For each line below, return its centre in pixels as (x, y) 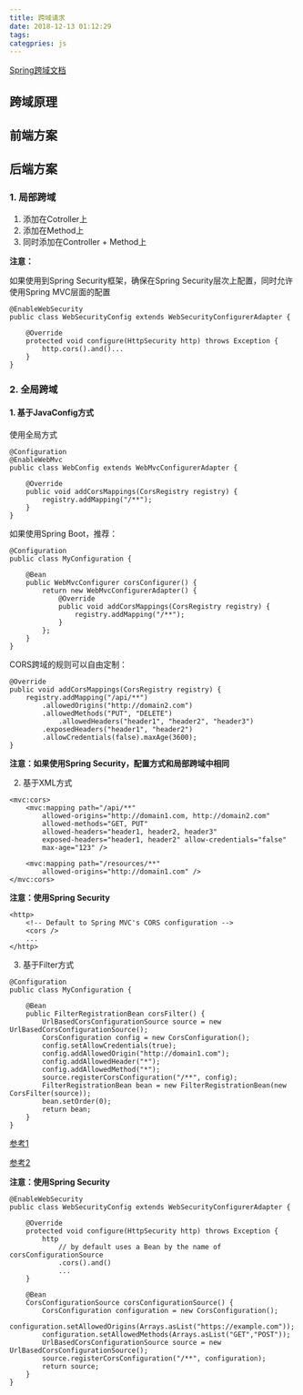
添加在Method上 (53, 230)
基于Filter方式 (48, 965)
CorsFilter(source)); (50, 1093)
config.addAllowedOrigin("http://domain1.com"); (136, 1053)
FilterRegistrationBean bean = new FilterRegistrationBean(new (164, 1085)
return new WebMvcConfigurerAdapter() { (120, 591)
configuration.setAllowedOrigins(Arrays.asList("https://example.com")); (152, 1326)
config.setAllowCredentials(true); (110, 1046)
